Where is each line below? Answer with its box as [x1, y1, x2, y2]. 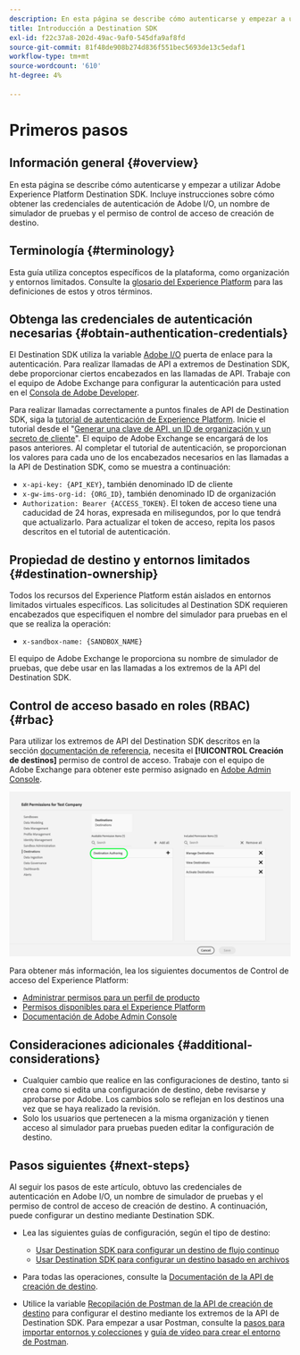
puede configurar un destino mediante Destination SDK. [9, 1209, 215, 1220]
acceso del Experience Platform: [9, 975, 129, 986]
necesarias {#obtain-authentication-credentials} [9, 325, 288, 341]
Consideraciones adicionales [9, 1037, 175, 1052]
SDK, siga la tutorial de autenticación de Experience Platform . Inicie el [9, 414, 266, 425]
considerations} [9, 1051, 101, 1066]
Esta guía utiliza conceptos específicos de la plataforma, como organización [9, 266, 290, 277]
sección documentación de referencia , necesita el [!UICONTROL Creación [9, 745, 284, 755]
